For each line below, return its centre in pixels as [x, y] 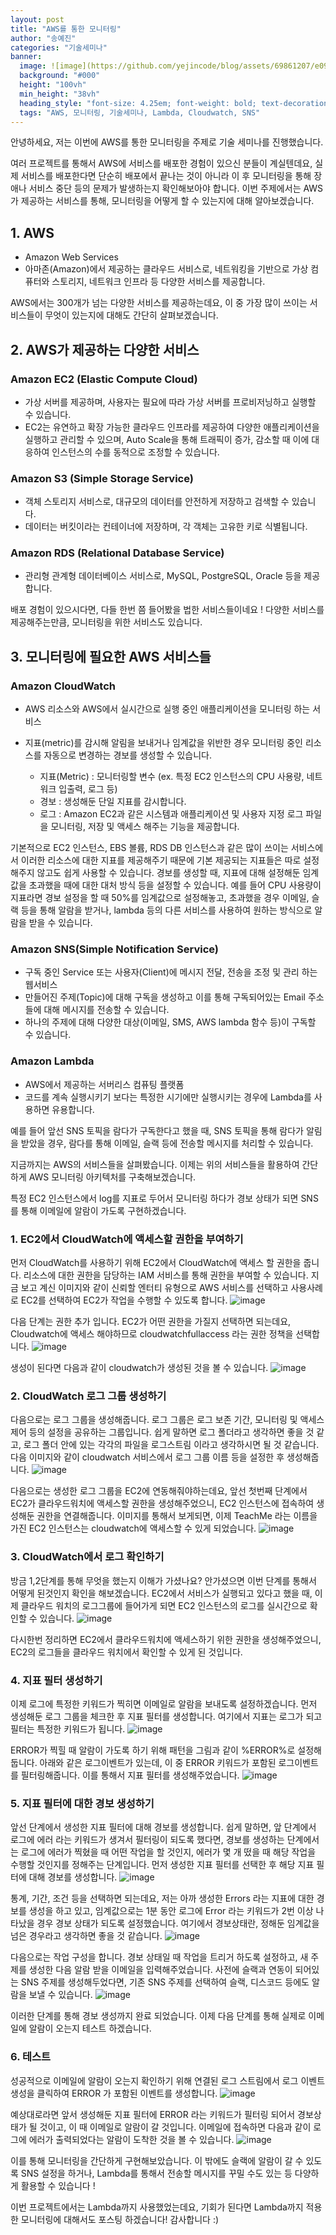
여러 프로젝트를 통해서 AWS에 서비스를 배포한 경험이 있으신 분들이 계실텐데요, [161, 163]
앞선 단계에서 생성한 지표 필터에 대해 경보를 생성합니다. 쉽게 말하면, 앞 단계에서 [163, 1827]
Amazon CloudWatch [63, 686]
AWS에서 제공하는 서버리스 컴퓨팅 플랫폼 [104, 1084]
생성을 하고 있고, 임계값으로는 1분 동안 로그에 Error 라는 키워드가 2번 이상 [171, 1911]
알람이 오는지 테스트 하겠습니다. [90, 2028]
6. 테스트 [31, 2057]
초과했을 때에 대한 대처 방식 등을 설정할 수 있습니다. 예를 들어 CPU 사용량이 [175, 885]
